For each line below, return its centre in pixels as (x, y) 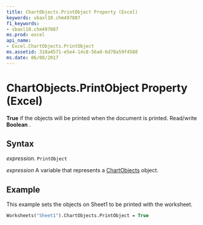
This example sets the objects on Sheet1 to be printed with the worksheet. (99, 204)
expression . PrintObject (37, 158)
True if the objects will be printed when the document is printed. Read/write (102, 118)
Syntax (20, 144)
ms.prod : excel (26, 35)
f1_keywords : (23, 23)
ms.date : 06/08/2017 (33, 58)
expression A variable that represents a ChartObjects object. (83, 170)
